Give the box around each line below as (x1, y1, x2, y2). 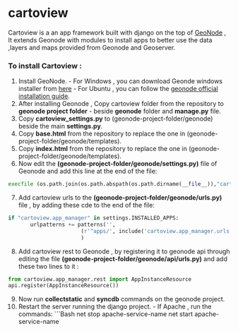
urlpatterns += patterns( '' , (30, 221, 116, 228)
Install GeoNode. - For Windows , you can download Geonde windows (18, 77, 223, 85)
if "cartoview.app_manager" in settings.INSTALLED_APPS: (8, 215, 179, 222)
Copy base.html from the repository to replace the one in (18, 129, 186, 138)
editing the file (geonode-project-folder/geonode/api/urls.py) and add (18, 254, 228, 263)
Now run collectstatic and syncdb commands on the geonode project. (18, 295, 225, 303)
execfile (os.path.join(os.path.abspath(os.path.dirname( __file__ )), (8, 181, 218, 188)
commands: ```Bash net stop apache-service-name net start (18, 310, 194, 318)
